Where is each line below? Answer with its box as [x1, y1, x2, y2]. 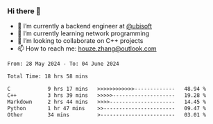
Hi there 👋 [7, 6, 42, 16]
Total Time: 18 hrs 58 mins [7, 73, 89, 80]
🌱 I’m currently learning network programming [17, 29, 150, 37]
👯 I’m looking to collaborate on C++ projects [17, 37, 144, 45]
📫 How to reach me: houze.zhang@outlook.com [17, 44, 157, 53]
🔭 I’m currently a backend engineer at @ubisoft [17, 22, 153, 30]
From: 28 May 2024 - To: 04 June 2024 [7, 60, 119, 68]
